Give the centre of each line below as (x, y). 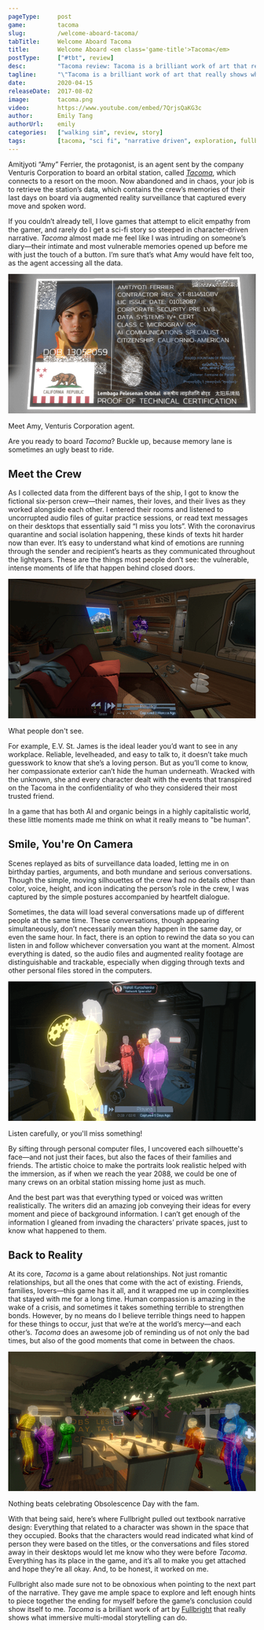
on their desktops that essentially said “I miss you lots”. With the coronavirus (132, 526)
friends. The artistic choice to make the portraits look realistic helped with (128, 1165)
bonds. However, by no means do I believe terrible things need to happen (127, 1316)
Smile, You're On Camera (71, 844)
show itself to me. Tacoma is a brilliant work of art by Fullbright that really (127, 1610)
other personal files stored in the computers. (80, 970)
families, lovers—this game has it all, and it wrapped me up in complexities (128, 1291)
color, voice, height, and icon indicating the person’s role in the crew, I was (129, 888)
